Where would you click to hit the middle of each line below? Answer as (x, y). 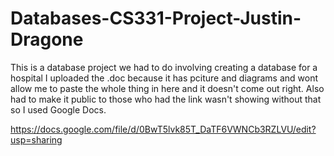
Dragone (47, 39)
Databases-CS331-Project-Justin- (156, 18)
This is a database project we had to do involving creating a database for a (164, 67)
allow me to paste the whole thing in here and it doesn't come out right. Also (167, 88)
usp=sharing (36, 139)
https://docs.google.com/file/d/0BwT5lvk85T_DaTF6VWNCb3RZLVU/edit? (163, 129)
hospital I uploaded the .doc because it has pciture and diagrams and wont (164, 78)
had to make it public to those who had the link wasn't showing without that (166, 99)
